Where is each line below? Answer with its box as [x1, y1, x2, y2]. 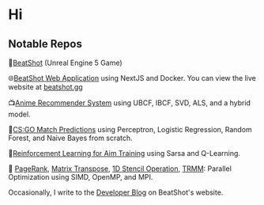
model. [8, 109, 31, 119]
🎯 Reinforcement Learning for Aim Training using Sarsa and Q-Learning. [8, 149, 241, 158]
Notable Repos [8, 37, 83, 51]
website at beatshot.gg [8, 82, 83, 92]
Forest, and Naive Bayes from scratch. [8, 133, 133, 142]
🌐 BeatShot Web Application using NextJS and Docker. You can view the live [8, 74, 257, 82]
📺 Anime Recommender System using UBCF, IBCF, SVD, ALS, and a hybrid [8, 98, 251, 108]
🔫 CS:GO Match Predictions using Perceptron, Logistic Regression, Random [8, 125, 253, 134]
